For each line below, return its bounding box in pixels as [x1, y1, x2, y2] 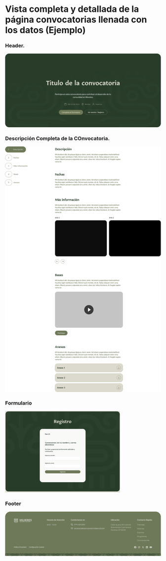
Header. [5, 42, 25, 49]
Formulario [5, 400, 32, 407]
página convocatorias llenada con [5, 14, 147, 25]
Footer [5, 500, 21, 507]
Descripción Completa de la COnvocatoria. [5, 135, 110, 142]
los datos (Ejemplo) [5, 25, 86, 36]
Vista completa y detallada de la [5, 3, 139, 15]
